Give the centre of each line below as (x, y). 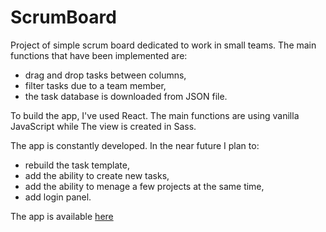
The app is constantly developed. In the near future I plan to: (135, 145)
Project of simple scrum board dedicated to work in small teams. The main (163, 45)
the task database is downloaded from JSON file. (126, 96)
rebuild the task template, (77, 165)
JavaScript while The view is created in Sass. (103, 126)
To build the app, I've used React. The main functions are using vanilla (155, 115)
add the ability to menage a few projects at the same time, (144, 186)
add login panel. (58, 197)
